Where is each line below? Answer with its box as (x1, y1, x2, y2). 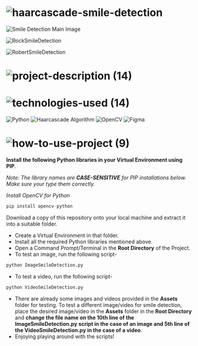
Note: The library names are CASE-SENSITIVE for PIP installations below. (6, 174, 187, 181)
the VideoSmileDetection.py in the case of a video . (14, 326, 142, 334)
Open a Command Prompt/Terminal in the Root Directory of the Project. (14, 244, 191, 251)
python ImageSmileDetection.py (6, 262, 84, 268)
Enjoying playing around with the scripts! (14, 332, 114, 340)
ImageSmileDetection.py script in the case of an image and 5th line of (14, 320, 190, 327)
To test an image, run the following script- (14, 251, 117, 258)
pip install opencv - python (6, 203, 73, 209)
